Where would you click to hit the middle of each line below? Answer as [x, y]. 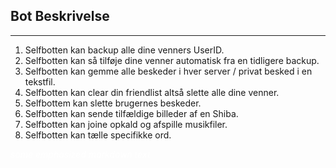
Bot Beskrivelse [60, 16]
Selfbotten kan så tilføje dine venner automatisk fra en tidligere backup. [172, 60]
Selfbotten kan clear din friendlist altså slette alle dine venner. [152, 92]
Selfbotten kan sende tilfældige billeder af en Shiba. [131, 113]
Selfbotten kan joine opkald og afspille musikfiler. [126, 124]
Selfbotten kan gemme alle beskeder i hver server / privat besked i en [168, 71]
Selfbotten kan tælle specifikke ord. [98, 135]
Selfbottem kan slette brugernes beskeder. [113, 103]
